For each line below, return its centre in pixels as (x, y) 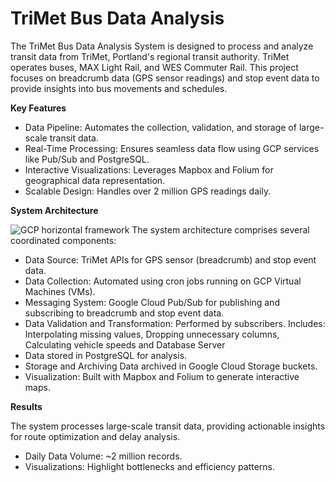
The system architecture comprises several (220, 229)
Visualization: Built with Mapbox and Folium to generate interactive (162, 376)
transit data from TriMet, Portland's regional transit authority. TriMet (150, 56)
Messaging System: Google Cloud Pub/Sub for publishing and (152, 302)
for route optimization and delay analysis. (95, 436)
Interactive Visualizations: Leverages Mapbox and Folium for (149, 169)
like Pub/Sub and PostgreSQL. (87, 159)
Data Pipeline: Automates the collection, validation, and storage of (160, 127)
